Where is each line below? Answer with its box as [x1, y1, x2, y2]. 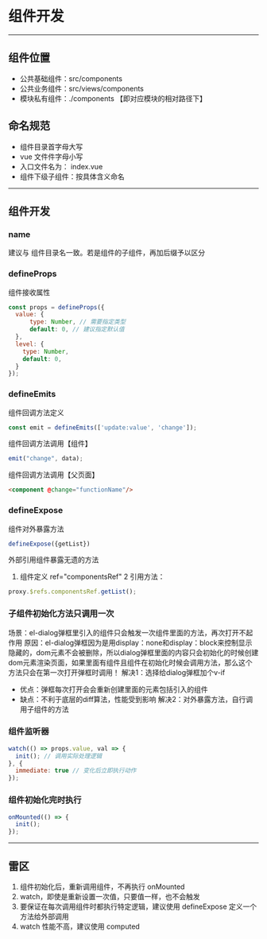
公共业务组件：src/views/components [19, 83, 145, 93]
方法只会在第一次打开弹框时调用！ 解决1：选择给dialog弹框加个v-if [8, 667, 226, 677]
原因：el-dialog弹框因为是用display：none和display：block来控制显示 [23, 638, 253, 647]
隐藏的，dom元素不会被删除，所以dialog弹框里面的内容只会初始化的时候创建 [8, 647, 259, 657]
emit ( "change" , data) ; [8, 455, 83, 463]
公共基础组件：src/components [19, 73, 123, 83]
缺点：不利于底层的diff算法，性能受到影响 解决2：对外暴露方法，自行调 [19, 694, 253, 704]
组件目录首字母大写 [19, 142, 83, 151]
